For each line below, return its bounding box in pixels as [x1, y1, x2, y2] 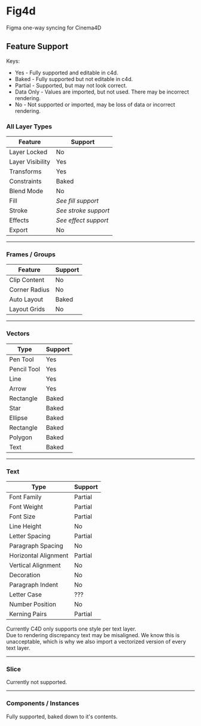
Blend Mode [9, 187, 44, 196]
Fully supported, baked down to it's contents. [6, 713, 118, 720]
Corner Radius [9, 286, 50, 294]
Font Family [9, 493, 42, 501]
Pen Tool [9, 355, 34, 364]
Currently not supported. [6, 679, 68, 686]
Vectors [6, 329, 30, 338]
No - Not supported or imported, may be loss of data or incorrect [14, 101, 175, 108]
